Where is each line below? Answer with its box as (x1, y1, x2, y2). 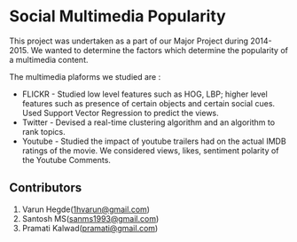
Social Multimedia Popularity (9, 6, 226, 27)
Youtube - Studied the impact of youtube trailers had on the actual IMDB (21, 136, 286, 146)
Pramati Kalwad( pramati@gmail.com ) (21, 222, 159, 233)
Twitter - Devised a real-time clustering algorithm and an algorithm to (21, 117, 276, 128)
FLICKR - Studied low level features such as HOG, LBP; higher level (21, 89, 268, 99)
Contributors (9, 180, 82, 196)
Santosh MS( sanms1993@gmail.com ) (21, 213, 160, 223)
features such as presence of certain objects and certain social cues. (21, 98, 276, 108)
